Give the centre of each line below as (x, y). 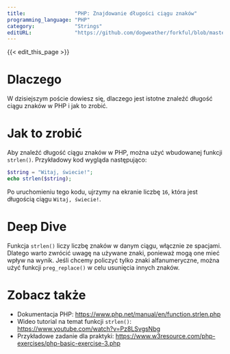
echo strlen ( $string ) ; (39, 179)
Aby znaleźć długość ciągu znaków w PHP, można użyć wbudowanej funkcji (115, 153)
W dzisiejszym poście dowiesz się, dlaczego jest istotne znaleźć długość (110, 99)
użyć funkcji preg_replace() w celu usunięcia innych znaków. (93, 267)
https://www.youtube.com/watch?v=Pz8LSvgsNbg (89, 329)
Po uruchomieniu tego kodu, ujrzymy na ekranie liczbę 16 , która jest (103, 192)
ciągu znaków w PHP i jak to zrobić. (57, 106)
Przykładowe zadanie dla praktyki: (65, 336)
